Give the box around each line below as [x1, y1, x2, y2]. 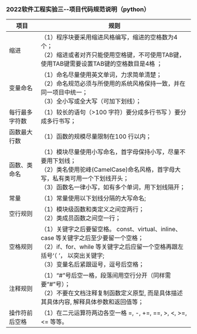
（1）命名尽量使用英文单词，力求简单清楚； [40, 71, 162, 79]
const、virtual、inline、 [116, 225, 182, 233]
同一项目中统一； [40, 88, 88, 96]
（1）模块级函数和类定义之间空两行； [40, 205, 145, 213]
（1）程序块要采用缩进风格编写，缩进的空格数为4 [40, 34, 178, 42]
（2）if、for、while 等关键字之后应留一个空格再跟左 [40, 243, 184, 251]
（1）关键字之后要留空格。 [40, 225, 116, 233]
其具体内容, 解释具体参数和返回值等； [40, 298, 144, 306]
